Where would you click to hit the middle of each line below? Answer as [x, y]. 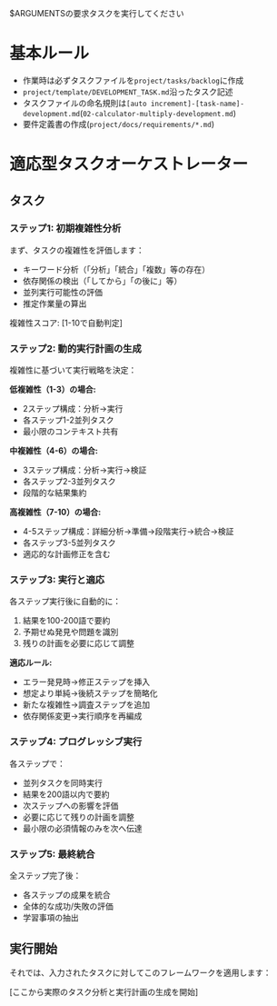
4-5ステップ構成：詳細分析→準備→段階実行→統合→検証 [128, 532]
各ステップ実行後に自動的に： [65, 602]
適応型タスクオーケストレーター [129, 164]
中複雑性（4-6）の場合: [54, 451]
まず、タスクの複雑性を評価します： [77, 250]
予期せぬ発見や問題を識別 [70, 632]
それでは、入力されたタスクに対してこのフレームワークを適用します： [140, 972]
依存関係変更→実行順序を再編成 [82, 716]
